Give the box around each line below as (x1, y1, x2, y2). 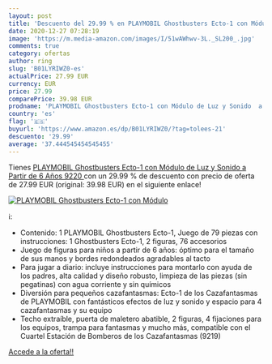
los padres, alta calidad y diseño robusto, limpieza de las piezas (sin (19, 271, 248, 280)
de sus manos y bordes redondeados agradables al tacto (19, 253, 210, 263)
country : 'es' (8, 110, 57, 118)
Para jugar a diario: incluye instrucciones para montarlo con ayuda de (19, 262, 253, 272)
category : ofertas (8, 49, 70, 58)
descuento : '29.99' (8, 132, 74, 140)
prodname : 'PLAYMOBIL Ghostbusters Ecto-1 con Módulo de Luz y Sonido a (8, 102, 263, 110)
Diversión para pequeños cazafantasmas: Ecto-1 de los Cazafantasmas (19, 288, 258, 298)
